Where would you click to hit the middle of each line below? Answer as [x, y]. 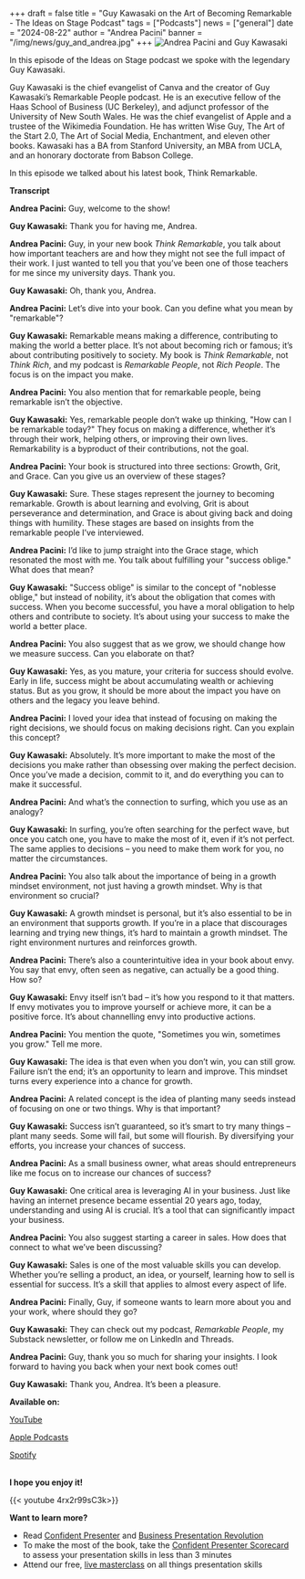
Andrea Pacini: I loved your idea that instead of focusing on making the [143, 718]
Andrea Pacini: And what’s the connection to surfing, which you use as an [149, 802]
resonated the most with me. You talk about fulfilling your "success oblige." [150, 560]
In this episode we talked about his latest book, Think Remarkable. [133, 173]
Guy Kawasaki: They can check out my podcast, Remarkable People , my [147, 1329]
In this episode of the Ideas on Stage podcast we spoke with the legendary [150, 60]
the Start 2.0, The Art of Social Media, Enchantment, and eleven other [140, 136]
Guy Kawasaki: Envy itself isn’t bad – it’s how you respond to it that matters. [152, 997]
